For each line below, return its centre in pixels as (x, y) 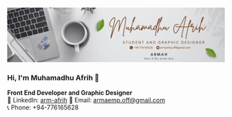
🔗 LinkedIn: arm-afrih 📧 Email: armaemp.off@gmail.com (86, 100)
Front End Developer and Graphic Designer (70, 93)
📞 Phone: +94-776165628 (43, 107)
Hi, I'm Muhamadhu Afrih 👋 (54, 78)
